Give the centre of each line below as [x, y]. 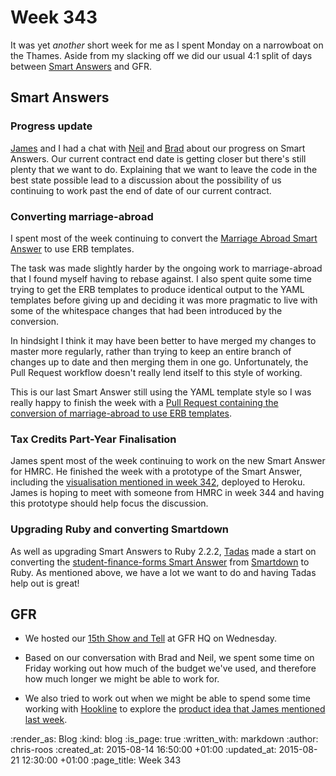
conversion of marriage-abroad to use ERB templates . [121, 413]
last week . [46, 720]
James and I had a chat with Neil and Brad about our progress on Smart [158, 148]
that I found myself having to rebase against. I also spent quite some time [161, 278]
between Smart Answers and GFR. [81, 66]
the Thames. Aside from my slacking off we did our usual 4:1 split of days [161, 55]
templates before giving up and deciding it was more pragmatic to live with [164, 300]
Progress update [51, 126]
